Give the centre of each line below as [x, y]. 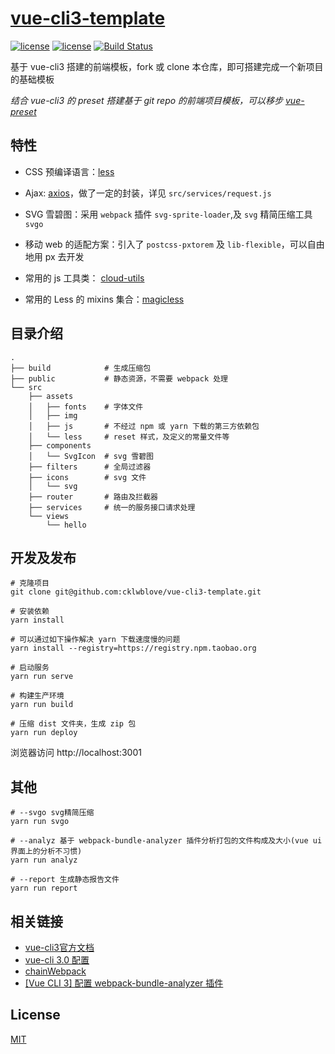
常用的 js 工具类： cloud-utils [84, 278]
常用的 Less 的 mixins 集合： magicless [104, 299]
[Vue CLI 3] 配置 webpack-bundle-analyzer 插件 [124, 983]
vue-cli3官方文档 [59, 947]
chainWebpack [55, 971]
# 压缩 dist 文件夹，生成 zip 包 [73, 724]
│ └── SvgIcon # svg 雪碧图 [91, 456]
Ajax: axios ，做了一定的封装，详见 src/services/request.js [148, 193]
